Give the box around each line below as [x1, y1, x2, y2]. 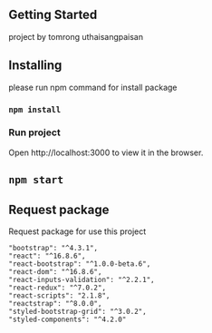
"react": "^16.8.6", [8, 251, 87, 261]
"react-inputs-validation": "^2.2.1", [8, 276, 155, 285]
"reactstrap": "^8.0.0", [8, 299, 102, 309]
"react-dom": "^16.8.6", [8, 268, 102, 277]
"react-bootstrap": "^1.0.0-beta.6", [8, 260, 151, 269]
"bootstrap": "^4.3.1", [8, 244, 99, 253]
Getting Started [8, 7, 98, 23]
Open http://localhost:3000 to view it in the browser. [8, 147, 204, 158]
